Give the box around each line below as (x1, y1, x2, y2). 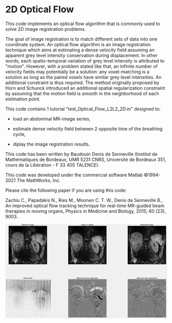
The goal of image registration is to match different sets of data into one (5, 36, 158, 42)
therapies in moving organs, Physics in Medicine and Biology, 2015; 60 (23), (5, 208, 166, 214)
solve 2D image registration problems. (5, 26, 86, 32)
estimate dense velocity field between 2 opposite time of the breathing (12, 126, 163, 132)
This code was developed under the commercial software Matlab (5, 172, 143, 178)
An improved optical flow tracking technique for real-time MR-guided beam (5, 203, 165, 209)
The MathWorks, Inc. (16, 177, 61, 183)
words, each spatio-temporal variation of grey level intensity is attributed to (5, 57, 165, 64)
